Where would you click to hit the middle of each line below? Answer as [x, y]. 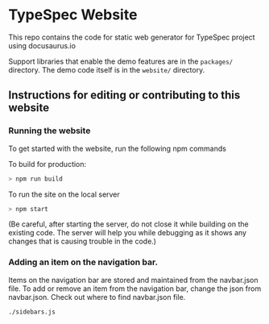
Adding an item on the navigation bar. [83, 262]
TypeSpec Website [73, 15]
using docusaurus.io [42, 45]
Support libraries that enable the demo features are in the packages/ [121, 61]
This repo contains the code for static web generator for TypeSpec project [132, 37]
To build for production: [48, 164]
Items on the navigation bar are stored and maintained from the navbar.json [134, 280]
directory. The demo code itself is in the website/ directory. [107, 69]
